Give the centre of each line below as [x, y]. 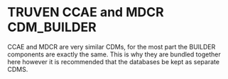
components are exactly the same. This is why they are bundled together [114, 54]
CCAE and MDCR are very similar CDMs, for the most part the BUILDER [112, 47]
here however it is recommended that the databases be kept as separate [114, 61]
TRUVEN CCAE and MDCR [86, 12]
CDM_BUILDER [52, 27]
